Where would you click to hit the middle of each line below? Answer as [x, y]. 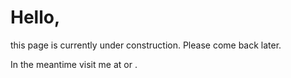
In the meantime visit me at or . [74, 64]
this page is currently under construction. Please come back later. [146, 45]
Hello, [35, 17]
